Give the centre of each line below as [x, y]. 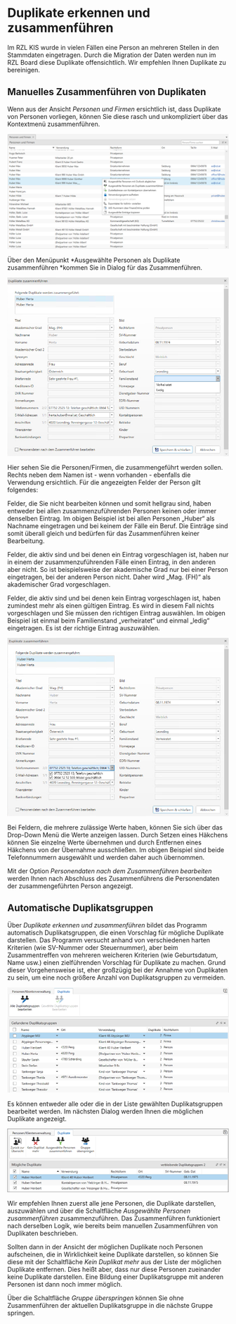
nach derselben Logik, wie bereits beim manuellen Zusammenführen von [113, 1226]
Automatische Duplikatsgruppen [80, 908]
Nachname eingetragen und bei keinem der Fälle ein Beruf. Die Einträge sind [118, 526]
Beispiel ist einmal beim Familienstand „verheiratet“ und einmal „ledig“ [109, 620]
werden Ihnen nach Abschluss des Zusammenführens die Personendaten [113, 878]
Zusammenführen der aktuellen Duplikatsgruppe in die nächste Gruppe [110, 1306]
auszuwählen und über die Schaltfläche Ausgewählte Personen [99, 1211]
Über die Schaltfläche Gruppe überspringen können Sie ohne [96, 1298]
